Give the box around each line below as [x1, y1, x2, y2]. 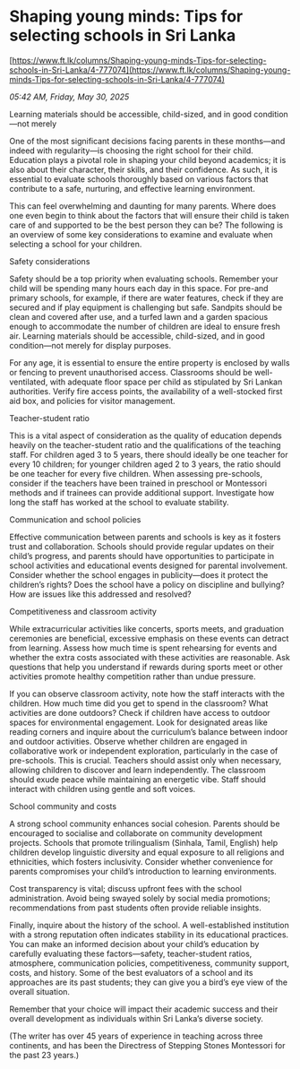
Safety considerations [9, 255, 90, 266]
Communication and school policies [9, 513, 141, 525]
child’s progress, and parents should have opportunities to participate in [9, 550, 275, 561]
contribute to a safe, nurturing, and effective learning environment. [9, 183, 255, 194]
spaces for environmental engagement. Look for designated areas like [9, 717, 269, 728]
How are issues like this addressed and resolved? [9, 589, 192, 599]
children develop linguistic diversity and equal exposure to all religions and [9, 847, 285, 858]
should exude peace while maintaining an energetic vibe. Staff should [9, 773, 267, 785]
